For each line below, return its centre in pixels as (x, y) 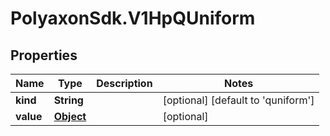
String (68, 100)
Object (70, 116)
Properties (44, 55)
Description (124, 83)
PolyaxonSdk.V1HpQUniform (133, 18)
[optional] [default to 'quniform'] (238, 100)
